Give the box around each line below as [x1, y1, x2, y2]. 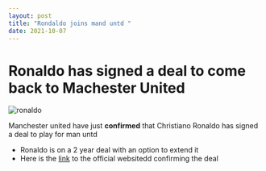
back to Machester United [8, 78, 185, 97]
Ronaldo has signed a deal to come [8, 61, 246, 80]
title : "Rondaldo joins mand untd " [8, 19, 131, 27]
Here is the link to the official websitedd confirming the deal [19, 154, 219, 164]
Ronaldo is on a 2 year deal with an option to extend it [19, 145, 199, 155]
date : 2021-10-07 [8, 27, 67, 35]
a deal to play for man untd [8, 130, 98, 140]
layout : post [8, 11, 52, 20]
